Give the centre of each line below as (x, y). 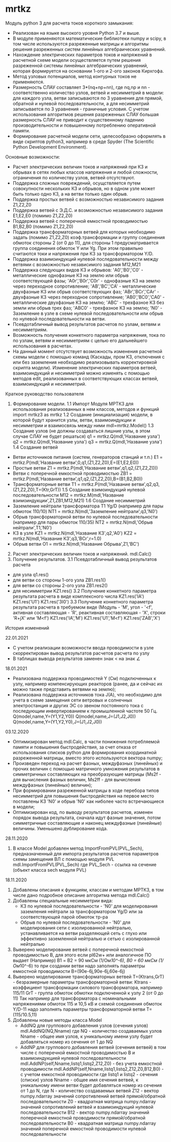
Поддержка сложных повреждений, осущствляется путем (77, 183)
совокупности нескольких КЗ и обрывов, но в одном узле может (84, 188)
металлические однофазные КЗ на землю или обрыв (71, 275)
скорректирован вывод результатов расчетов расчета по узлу (81, 653)
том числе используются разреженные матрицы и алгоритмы (81, 43)
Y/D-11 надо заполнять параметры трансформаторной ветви (79, 1009)
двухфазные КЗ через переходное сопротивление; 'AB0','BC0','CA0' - (89, 297)
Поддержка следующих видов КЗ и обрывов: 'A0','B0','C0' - (78, 270)
